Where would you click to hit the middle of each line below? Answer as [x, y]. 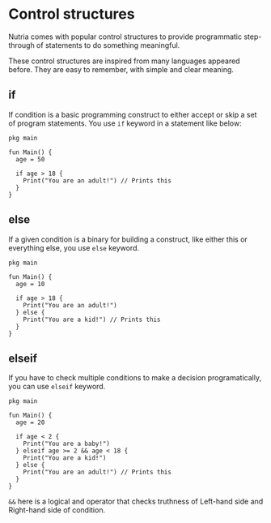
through [21, 45]
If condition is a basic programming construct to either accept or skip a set [133, 114]
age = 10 [30, 284]
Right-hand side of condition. [57, 510]
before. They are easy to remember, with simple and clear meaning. [121, 69]
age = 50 [30, 159]
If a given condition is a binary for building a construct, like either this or [128, 239]
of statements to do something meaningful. [108, 45]
